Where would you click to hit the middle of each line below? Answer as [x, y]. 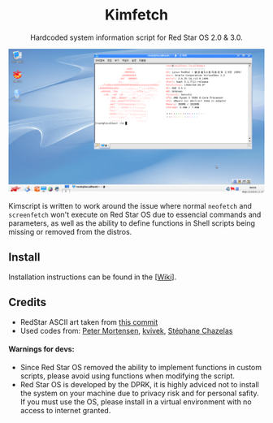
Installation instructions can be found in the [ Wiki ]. [93, 277]
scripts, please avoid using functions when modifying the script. [128, 376]
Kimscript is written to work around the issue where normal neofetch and [130, 205]
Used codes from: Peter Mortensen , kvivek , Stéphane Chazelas [126, 330]
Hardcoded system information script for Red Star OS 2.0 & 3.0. [136, 37]
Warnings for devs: [41, 349]
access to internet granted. [65, 410]
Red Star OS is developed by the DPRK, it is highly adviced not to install [140, 384]
